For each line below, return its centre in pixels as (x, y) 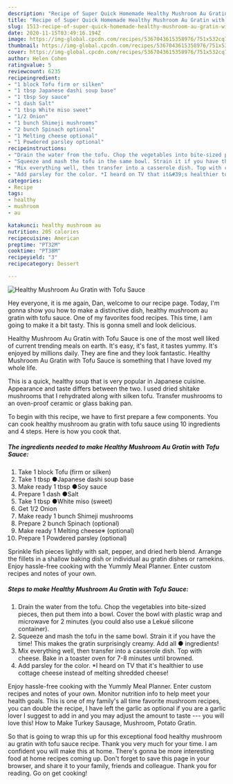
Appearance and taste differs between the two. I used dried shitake (104, 389)
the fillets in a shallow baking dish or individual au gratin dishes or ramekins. (116, 559)
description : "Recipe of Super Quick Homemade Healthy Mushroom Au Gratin (118, 13)
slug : (16, 26)
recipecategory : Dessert (44, 264)
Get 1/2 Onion (37, 508)
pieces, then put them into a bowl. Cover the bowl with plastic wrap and (120, 614)
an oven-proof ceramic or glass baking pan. (71, 403)
